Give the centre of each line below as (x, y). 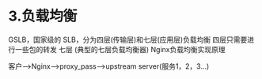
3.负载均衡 (43, 16)
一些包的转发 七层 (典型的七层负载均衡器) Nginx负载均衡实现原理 (120, 49)
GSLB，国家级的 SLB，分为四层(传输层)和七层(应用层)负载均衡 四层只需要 (128, 39)
